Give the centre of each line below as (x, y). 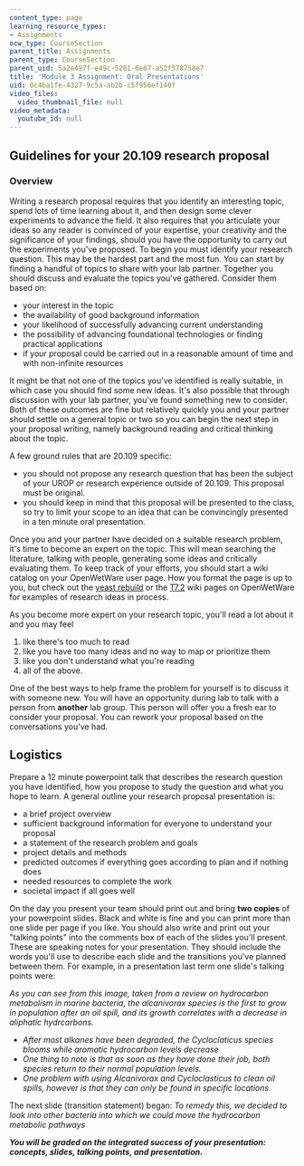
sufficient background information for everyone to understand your (147, 823)
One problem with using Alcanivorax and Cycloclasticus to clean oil (149, 1078)
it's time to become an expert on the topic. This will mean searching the (143, 548)
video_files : (34, 93)
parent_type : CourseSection (62, 60)
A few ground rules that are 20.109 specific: (90, 456)
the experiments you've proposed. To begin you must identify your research (151, 249)
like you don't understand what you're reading (109, 660)
